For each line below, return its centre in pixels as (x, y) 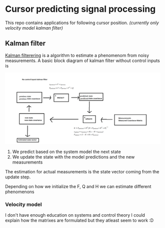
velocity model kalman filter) (34, 28)
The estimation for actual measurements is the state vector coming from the (82, 171)
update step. (18, 177)
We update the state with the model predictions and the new (73, 157)
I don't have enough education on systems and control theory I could (75, 215)
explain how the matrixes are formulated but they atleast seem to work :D (79, 220)
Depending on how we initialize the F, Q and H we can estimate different (78, 186)
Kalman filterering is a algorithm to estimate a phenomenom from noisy (77, 55)
